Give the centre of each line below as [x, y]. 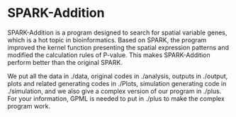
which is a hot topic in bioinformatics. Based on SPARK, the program [107, 39]
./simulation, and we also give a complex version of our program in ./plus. [114, 91]
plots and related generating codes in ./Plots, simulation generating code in [117, 83]
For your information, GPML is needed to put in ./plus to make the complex [116, 98]
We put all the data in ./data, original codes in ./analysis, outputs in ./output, [118, 76]
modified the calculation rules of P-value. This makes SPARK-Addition [109, 55]
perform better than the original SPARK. [65, 62]
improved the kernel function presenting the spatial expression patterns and [118, 47]
